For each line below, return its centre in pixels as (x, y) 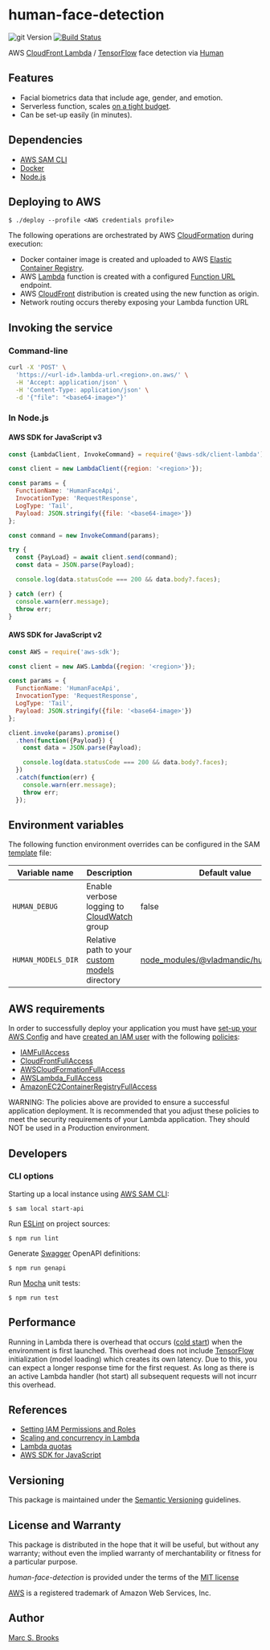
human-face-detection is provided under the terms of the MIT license (124, 1577)
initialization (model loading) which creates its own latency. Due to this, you (133, 1359)
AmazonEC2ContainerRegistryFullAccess (88, 1087)
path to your (109, 950)
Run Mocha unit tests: (44, 1282)
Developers (38, 1153)
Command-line (38, 351)
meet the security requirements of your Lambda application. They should (129, 1120)
